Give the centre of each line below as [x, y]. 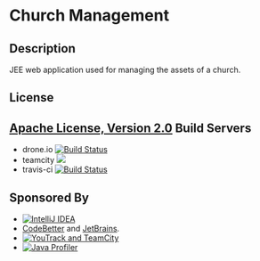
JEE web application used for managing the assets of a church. [125, 69]
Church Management [89, 16]
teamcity [38, 160]
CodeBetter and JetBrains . [71, 229]
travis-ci [37, 169]
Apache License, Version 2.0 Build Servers [130, 128]
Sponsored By [49, 197]
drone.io [37, 150]
